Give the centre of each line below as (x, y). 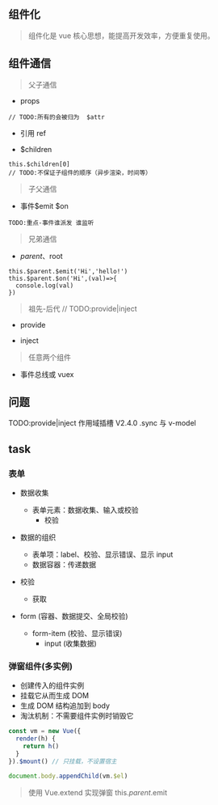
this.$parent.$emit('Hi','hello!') (68, 271)
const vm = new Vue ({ (45, 731)
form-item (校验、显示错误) (77, 633)
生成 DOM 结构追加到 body (65, 705)
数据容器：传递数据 (64, 565)
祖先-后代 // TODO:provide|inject (82, 308)
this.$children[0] (39, 164)
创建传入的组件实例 (52, 685)
